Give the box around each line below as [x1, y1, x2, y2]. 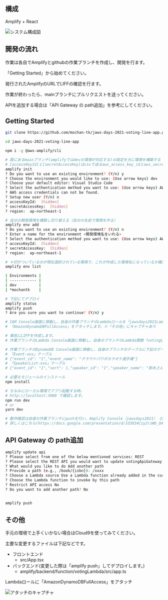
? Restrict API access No [5, 482, 59, 487]
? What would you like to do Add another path [5, 464, 104, 469]
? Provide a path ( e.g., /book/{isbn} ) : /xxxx [5, 468, 104, 473]
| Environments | [5, 273, 41, 278]
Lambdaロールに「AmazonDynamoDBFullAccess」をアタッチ [5, 579, 132, 585]
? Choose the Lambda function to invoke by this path [5, 478, 120, 483]
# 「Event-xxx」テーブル [5, 351, 52, 357]
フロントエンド [12, 551, 43, 557]
